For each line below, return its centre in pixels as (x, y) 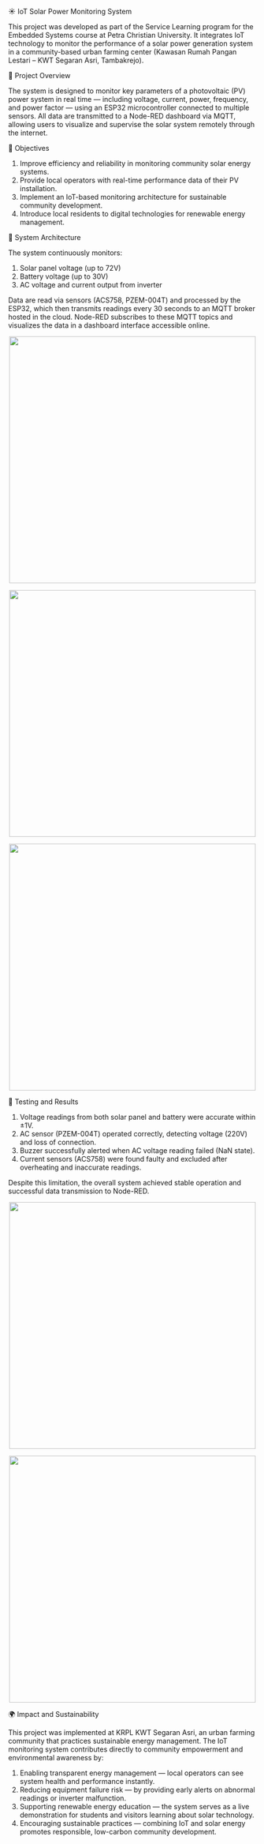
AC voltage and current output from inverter (91, 285)
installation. (38, 188)
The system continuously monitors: (65, 253)
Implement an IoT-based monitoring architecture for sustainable (123, 197)
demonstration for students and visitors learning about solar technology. (137, 1815)
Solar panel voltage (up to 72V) (70, 268)
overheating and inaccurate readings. (80, 1167)
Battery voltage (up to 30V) (64, 276)
